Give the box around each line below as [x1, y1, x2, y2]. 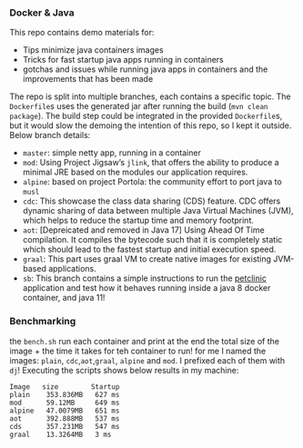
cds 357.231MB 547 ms [9, 422, 120, 431]
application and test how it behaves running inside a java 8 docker [22, 283, 271, 294]
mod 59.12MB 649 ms [9, 398, 120, 407]
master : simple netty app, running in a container [22, 147, 202, 158]
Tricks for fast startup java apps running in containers [22, 55, 225, 65]
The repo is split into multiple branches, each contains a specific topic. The [9, 91, 291, 102]
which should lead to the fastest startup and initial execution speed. [22, 244, 277, 255]
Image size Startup [9, 382, 120, 392]
